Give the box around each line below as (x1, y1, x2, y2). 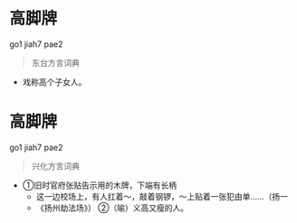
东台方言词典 (31, 57, 80, 68)
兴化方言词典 (31, 160, 80, 172)
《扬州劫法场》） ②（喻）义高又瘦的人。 (35, 202, 188, 213)
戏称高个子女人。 (22, 76, 87, 87)
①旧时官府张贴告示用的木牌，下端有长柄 (22, 180, 177, 190)
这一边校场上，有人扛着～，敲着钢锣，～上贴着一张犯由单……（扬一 (35, 190, 288, 201)
